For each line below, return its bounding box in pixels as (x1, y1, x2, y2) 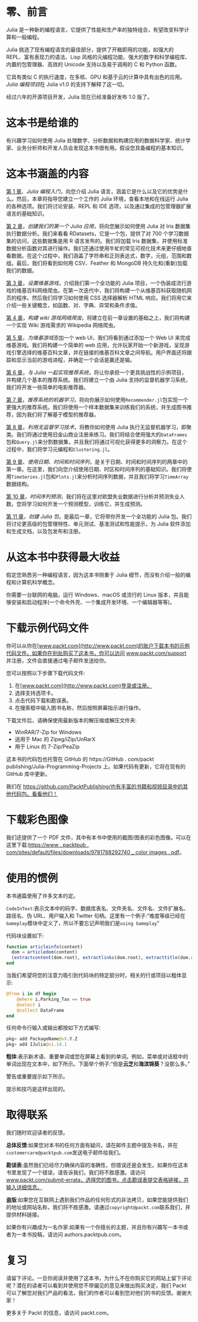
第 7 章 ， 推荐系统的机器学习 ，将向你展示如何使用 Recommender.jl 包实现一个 (6, 396, 189, 403)
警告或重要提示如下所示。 (6, 1073, 68, 1080)
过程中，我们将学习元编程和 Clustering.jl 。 (6, 446, 113, 453)
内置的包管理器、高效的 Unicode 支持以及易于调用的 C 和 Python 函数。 (6, 60, 180, 68)
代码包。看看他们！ (11, 790, 58, 797)
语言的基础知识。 (6, 210, 48, 217)
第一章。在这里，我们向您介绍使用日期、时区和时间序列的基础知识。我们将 (6, 465, 187, 473)
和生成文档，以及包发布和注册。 (6, 527, 84, 535)
